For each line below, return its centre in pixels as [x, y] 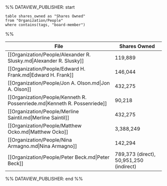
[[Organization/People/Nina [40, 140]
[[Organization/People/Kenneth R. [47, 97]
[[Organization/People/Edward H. [46, 69]
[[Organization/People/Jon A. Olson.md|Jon [59, 83]
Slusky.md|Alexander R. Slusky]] [46, 61]
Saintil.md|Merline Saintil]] [39, 117]
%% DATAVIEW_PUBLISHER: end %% [44, 179]
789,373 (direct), [135, 154]
